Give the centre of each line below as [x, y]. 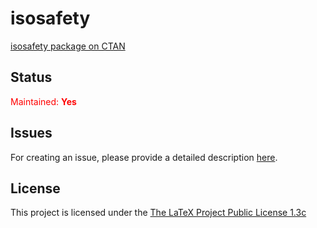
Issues [31, 133]
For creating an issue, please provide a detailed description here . [144, 157]
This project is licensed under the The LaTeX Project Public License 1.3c [158, 213]
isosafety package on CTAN [68, 46]
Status [31, 77]
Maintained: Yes [43, 101]
